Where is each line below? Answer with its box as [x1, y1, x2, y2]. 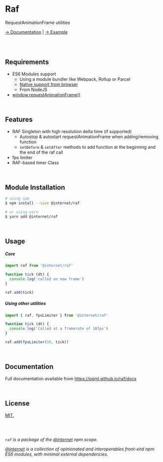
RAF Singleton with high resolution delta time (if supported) [12, 128, 132, 134]
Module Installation [5, 183, 65, 191]
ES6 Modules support [12, 71, 56, 77]
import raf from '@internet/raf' [5, 263, 73, 268]
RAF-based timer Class [12, 160, 59, 165]
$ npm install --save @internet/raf [5, 201, 80, 206]
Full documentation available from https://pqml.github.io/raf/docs [5, 375, 137, 381]
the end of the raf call [19, 149, 63, 155]
